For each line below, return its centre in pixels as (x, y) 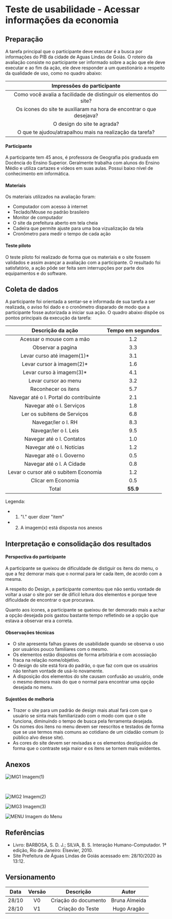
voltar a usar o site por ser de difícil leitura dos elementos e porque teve (81, 595)
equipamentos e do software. (36, 273)
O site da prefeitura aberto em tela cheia (55, 223)
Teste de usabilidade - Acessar (72, 9)
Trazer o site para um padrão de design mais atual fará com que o (82, 710)
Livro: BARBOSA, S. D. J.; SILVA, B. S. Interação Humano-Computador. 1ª (89, 845)
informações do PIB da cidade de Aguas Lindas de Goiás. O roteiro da (79, 57)
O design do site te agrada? (86, 124)
